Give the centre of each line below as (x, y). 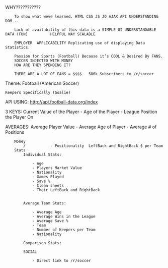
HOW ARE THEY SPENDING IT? (43, 65)
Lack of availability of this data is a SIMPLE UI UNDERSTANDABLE (85, 30)
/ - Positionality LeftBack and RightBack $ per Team (93, 146)
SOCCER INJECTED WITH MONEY (44, 61)
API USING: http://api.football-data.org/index (52, 102)
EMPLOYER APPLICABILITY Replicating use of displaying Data (79, 43)
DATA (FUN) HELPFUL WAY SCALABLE (50, 34)
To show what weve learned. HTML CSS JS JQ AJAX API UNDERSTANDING (86, 17)
